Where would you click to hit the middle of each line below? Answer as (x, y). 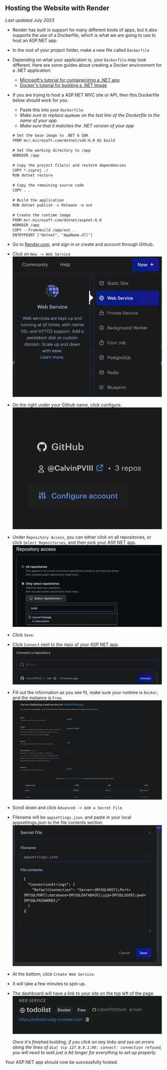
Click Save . (23, 635)
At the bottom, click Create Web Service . (54, 974)
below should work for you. (40, 100)
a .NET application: (32, 70)
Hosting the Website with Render (57, 8)
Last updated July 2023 (30, 20)
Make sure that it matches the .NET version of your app (77, 125)
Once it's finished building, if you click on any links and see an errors (83, 1042)
